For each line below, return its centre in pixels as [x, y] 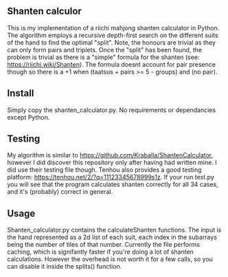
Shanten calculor [45, 11]
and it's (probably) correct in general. [60, 192]
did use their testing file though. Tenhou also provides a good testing [104, 170]
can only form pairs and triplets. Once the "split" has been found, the [105, 49]
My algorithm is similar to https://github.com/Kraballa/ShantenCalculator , [110, 155]
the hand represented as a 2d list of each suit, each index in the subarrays [112, 237]
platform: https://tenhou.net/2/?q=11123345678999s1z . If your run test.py [111, 177]
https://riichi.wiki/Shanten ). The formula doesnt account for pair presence [112, 64]
